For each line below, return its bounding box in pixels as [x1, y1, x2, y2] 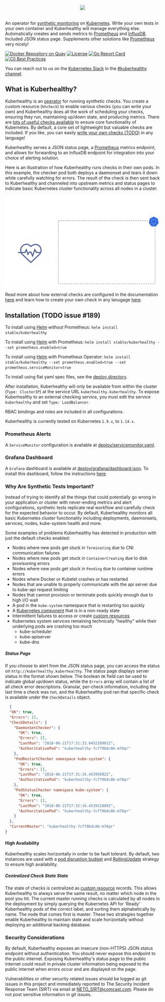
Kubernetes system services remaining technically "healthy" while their [12, 618, 157, 624]
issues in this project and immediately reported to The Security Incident [5, 981, 150, 987]
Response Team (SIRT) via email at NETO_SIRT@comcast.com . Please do [5, 986, 154, 992]
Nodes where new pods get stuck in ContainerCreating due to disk [12, 555, 148, 561]
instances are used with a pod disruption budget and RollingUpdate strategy [5, 856, 160, 862]
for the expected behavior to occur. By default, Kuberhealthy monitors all [5, 510, 153, 516]
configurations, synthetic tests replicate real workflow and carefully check [5, 505, 156, 511]
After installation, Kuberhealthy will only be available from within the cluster [5, 383, 158, 389]
